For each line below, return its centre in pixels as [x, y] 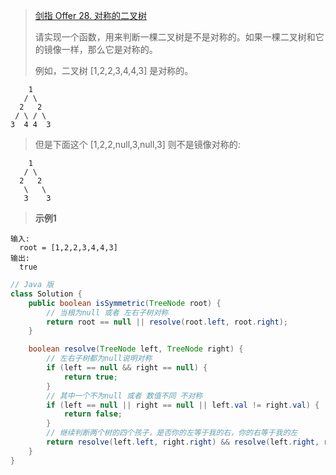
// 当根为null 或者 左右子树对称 [107, 312]
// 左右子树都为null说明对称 [99, 359]
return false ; [93, 414]
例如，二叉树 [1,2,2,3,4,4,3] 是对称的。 [114, 70]
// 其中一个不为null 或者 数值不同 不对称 [124, 395]
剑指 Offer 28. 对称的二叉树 [91, 15]
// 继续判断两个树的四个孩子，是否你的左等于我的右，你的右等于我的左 [172, 433]
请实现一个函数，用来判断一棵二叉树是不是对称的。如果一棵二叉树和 [175, 37]
